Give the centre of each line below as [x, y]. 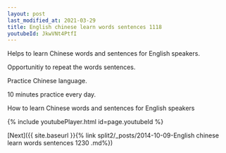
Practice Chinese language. [47, 81]
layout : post [26, 14]
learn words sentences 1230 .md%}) [60, 143]
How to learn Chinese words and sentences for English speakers [101, 108]
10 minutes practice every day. [52, 94]
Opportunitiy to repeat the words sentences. [71, 67]
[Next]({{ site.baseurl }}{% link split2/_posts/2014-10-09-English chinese [113, 135]
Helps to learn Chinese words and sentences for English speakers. [104, 54]
